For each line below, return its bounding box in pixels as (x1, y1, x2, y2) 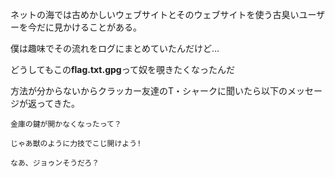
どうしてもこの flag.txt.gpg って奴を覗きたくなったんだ (10, 64, 235, 75)
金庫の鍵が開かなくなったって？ (10, 119, 122, 129)
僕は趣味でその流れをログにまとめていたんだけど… (10, 43, 220, 54)
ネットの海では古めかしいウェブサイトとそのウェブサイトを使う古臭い (10, 9, 300, 20)
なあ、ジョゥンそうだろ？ (10, 158, 100, 168)
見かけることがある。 (53, 21, 142, 33)
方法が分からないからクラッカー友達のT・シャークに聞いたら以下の (10, 85, 288, 97)
